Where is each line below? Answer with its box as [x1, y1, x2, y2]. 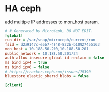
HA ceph [5, 3, 41, 14]
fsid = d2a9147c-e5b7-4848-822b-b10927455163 [5, 42, 100, 47]
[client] [5, 82, 23, 88]
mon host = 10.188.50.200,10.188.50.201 [5, 47, 89, 52]
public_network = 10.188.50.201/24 [5, 51, 78, 56]
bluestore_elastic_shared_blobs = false [5, 74, 89, 78]
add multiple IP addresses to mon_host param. [5, 19, 99, 25]
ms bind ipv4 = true [5, 60, 48, 65]
